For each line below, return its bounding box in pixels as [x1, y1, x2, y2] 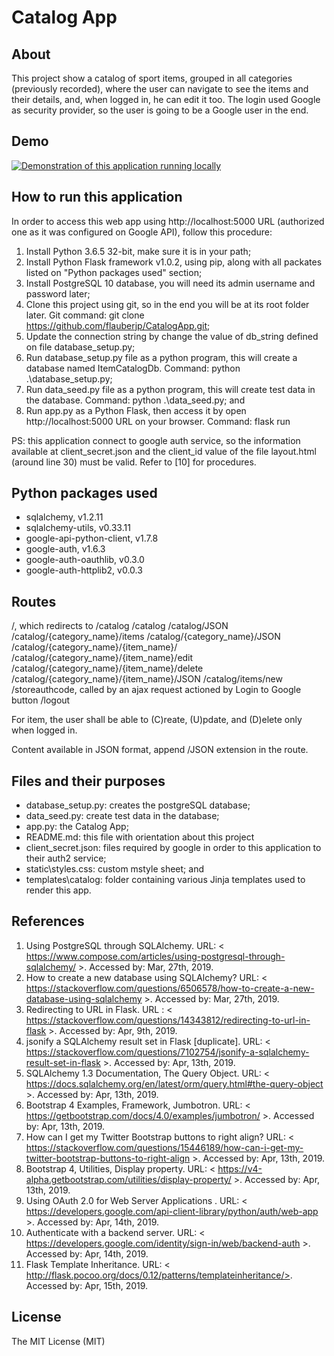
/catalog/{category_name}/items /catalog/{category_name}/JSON [11, 631, 281, 643]
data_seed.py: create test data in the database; [25, 810, 220, 822]
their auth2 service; [25, 852, 107, 865]
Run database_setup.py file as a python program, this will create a [25, 351, 298, 363]
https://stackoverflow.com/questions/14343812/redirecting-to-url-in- [25, 1014, 311, 1026]
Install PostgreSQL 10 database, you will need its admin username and [25, 277, 316, 289]
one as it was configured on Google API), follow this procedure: [11, 226, 273, 238]
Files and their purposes [11, 772, 166, 790]
